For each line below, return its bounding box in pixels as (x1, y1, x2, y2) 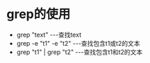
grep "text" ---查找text (16, 30, 81, 39)
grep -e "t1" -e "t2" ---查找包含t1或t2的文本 (16, 39, 140, 47)
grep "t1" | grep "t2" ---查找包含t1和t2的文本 (16, 48, 143, 56)
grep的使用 (6, 6, 71, 22)
